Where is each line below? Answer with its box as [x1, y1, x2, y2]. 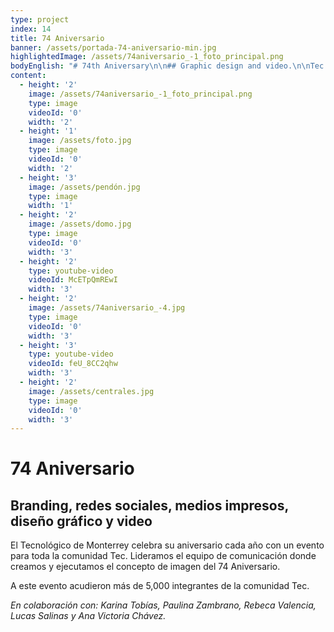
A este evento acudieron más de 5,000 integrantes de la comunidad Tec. [10, 580, 310, 592]
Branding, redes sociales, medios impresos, [10, 497, 289, 514]
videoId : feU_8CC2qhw [28, 359, 118, 369]
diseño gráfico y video [10, 512, 153, 530]
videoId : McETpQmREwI [28, 275, 118, 285]
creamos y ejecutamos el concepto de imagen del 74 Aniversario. [10, 561, 281, 573]
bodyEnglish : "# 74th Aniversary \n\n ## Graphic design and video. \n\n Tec [10, 61, 325, 71]
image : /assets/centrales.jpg [28, 386, 155, 396]
